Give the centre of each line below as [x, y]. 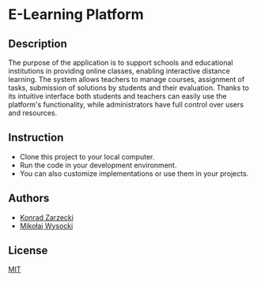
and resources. [33, 113]
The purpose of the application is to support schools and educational [121, 62]
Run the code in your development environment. [98, 165]
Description [38, 44]
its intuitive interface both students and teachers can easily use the [117, 96]
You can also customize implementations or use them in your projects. [134, 173]
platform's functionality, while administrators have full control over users [126, 105]
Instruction [36, 138]
